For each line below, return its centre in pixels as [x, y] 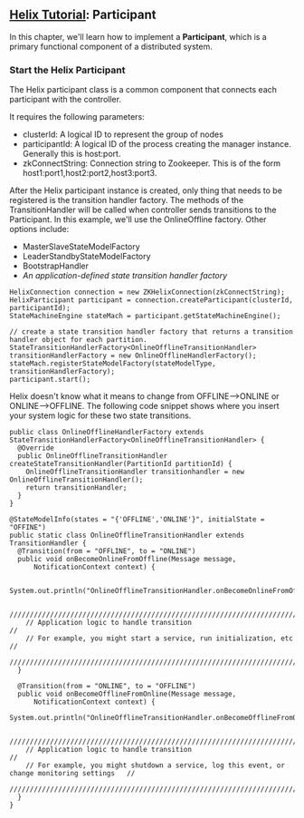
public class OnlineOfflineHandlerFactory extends [107, 433]
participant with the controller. [66, 100]
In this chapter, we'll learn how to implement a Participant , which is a [138, 36]
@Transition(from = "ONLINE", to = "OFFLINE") [107, 687]
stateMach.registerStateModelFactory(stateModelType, [113, 364]
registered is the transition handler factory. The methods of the [127, 200]
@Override [36, 448]
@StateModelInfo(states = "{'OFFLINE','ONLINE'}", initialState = [137, 520]
